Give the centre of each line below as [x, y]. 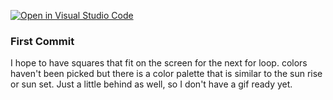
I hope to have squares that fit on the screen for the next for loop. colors [159, 63]
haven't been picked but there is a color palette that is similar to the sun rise [166, 74]
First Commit [42, 41]
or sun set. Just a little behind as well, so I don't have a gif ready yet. [151, 84]
